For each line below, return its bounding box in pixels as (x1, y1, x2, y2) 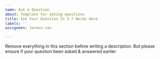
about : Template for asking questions (5, 12, 85, 17)
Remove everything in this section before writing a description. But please (5, 43, 155, 49)
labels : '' (5, 21, 28, 26)
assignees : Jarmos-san (5, 26, 52, 30)
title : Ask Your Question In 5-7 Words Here (5, 16, 98, 21)
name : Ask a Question (5, 7, 50, 12)
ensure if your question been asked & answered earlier (5, 49, 117, 55)
